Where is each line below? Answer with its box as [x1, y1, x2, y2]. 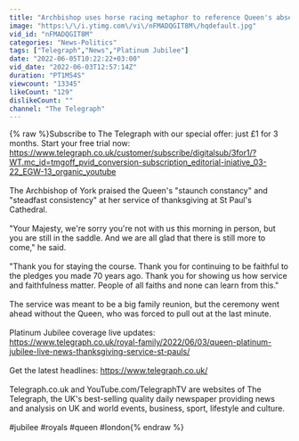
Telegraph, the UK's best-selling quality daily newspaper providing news [9, 394, 276, 404]
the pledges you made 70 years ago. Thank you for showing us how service [9, 271, 287, 282]
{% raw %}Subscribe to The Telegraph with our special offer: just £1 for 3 [9, 128, 279, 139]
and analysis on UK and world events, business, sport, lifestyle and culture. [9, 403, 285, 414]
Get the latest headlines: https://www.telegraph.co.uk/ [9, 365, 208, 376]
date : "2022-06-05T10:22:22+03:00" [9, 54, 141, 63]
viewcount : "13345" [9, 79, 82, 88]
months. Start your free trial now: [9, 138, 131, 149]
